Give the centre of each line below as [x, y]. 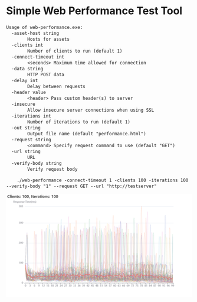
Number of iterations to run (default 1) [79, 122]
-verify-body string [37, 163]
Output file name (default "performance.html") [87, 134]
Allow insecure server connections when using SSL [91, 110]
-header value [29, 92]
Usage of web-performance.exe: [45, 27]
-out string [26, 128]
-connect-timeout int [38, 57]
